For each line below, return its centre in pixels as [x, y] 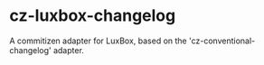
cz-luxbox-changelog [93, 16]
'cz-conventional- [222, 41]
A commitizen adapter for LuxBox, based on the [98, 41]
